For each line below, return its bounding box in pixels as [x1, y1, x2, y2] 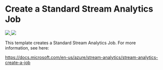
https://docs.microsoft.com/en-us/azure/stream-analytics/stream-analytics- [5, 54, 158, 60]
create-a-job [5, 59, 31, 65]
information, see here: [5, 45, 50, 51]
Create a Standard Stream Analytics [5, 3, 153, 15]
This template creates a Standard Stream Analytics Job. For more [5, 40, 136, 46]
